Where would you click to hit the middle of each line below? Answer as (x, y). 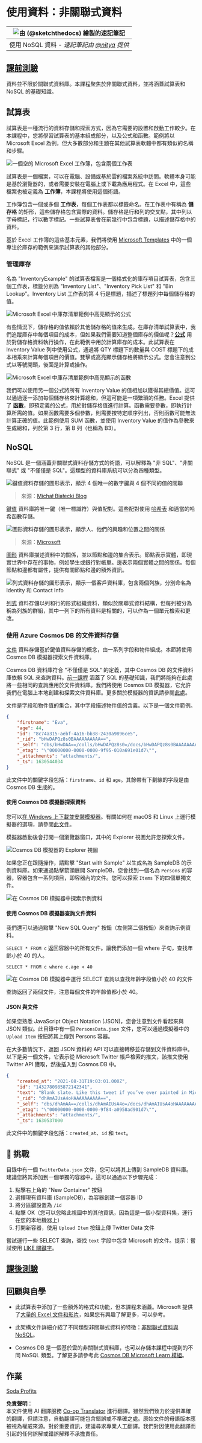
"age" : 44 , (31, 728)
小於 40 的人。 (29, 956)
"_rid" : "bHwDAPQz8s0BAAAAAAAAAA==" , (64, 739)
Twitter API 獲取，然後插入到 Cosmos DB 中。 (63, 1064)
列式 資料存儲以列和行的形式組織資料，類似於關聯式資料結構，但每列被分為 (99, 603)
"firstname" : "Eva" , (43, 722)
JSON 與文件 (22, 1006)
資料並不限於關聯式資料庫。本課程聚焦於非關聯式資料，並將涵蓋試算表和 (96, 84)
